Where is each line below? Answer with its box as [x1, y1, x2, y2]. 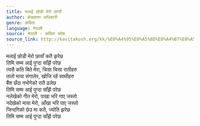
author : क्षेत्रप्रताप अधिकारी [6, 14, 58, 20]
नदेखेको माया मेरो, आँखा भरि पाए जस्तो [6, 99, 79, 106]
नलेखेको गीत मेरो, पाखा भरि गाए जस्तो [6, 93, 77, 100]
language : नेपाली [6, 25, 43, 31]
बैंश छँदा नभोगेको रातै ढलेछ [6, 80, 57, 86]
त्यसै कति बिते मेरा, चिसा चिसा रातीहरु [6, 66, 77, 73]
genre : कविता [6, 20, 35, 26]
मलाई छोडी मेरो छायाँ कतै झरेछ [6, 53, 64, 59]
